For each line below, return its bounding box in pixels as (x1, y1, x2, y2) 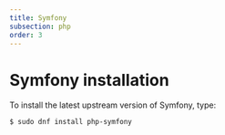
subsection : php (9, 22, 71, 31)
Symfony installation (9, 69, 170, 90)
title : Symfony (9, 13, 67, 23)
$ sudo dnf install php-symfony (9, 118, 132, 127)
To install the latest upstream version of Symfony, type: (9, 99, 217, 110)
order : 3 (9, 30, 43, 39)
